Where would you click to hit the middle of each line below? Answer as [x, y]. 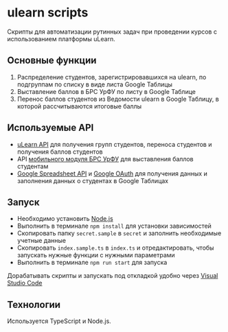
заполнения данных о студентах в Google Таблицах [93, 180]
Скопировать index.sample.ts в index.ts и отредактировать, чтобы [115, 248]
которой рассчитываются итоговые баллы [79, 106]
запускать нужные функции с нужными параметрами [96, 255]
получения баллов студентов [60, 152]
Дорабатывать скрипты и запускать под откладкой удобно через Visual [113, 276]
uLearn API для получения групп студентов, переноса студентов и [114, 144]
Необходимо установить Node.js [65, 219]
